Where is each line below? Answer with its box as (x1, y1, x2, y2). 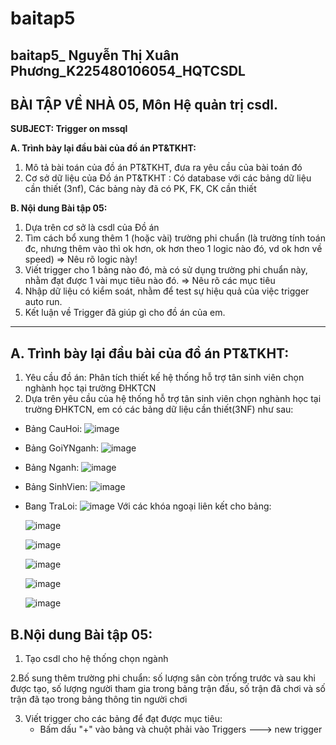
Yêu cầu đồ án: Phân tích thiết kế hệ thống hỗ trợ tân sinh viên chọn (24, 372, 305, 384)
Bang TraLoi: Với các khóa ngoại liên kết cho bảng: (24, 500, 272, 512)
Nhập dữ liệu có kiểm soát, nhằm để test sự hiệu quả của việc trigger (24, 285, 310, 297)
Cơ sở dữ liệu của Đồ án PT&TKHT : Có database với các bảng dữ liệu (24, 172, 312, 184)
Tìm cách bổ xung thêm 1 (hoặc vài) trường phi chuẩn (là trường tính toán (24, 232, 326, 244)
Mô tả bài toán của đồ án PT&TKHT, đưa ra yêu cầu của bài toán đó (24, 162, 303, 174)
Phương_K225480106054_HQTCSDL (10, 62, 246, 79)
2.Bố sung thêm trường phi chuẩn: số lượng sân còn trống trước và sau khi (10, 672, 316, 684)
